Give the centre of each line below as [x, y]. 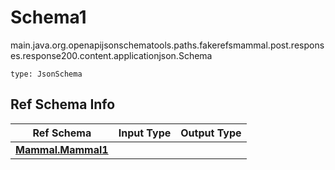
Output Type [211, 133]
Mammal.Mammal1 [62, 149]
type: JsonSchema [46, 74]
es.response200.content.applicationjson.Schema [111, 55]
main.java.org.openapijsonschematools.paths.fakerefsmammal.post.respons [167, 45]
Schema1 [48, 17]
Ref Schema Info [63, 104]
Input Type [145, 133]
